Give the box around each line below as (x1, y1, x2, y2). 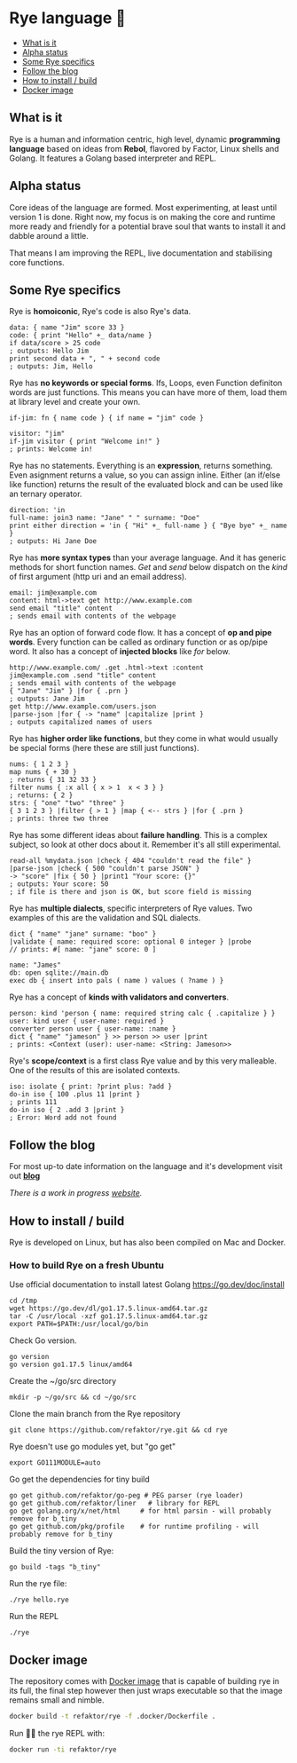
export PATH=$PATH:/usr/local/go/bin (9, 1320, 149, 1329)
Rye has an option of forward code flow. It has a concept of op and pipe (9, 628, 272, 638)
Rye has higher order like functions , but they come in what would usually (9, 733, 278, 744)
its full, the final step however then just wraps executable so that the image (9, 1686, 284, 1696)
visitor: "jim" (9, 430, 66, 439)
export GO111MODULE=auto (9, 1459, 101, 1467)
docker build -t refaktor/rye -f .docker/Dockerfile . (9, 1712, 216, 1721)
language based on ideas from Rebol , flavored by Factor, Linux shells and (9, 143, 279, 154)
